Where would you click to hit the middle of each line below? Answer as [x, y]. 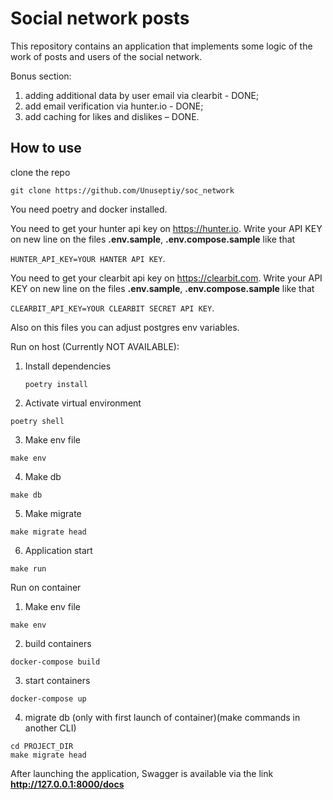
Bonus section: [41, 76]
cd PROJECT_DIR [42, 746]
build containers [58, 643]
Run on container [46, 587]
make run [28, 568]
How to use [46, 148]
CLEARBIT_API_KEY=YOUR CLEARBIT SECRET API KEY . [112, 308]
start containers [57, 680]
